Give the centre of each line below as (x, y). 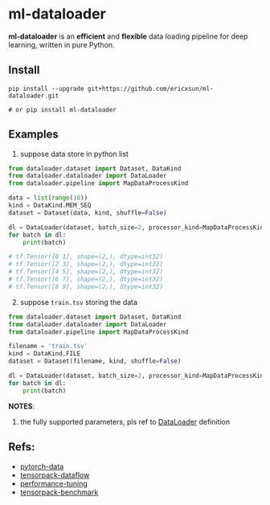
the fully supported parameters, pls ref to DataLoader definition (125, 421)
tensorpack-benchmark (59, 492)
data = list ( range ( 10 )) (48, 198)
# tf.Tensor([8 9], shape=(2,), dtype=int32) (86, 286)
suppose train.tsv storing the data (79, 302)
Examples (33, 135)
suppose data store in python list (74, 154)
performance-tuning (54, 483)
